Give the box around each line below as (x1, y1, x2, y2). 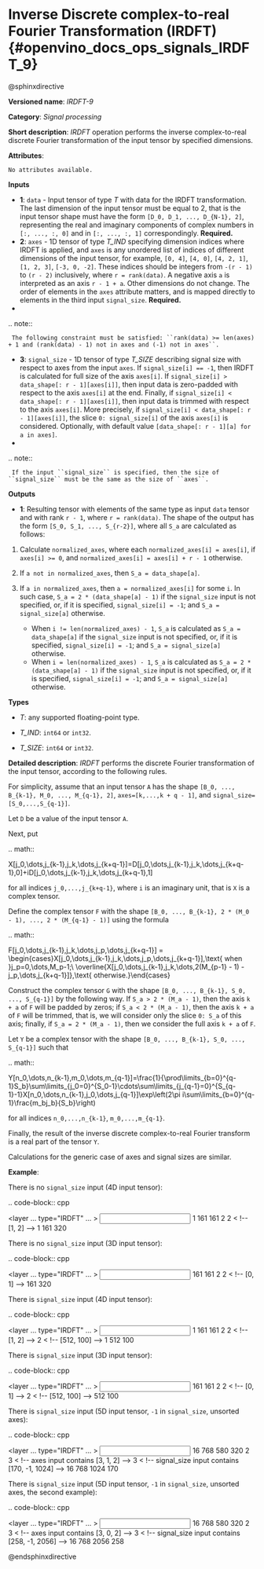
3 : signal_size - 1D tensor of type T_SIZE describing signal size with (19, 354, 241, 364)
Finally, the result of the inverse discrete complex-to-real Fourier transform (8, 1128, 251, 1138)
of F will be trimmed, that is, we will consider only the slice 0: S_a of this (8, 1010, 242, 1020)
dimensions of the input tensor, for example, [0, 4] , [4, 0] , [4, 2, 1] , (19, 253, 249, 262)
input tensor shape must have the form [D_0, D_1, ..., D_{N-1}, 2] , (19, 211, 245, 221)
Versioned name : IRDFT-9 (8, 97, 94, 106)
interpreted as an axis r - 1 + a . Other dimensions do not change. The (19, 278, 250, 288)
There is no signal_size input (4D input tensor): (8, 1182, 163, 1192)
